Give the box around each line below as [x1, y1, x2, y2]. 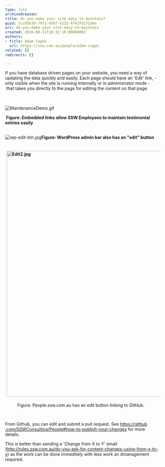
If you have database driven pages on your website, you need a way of [5, 70, 147, 76]
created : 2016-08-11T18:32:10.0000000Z [5, 30, 86, 35]
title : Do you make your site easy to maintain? [5, 16, 106, 21]
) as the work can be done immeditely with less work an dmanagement [7, 451, 149, 457]
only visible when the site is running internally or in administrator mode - [5, 80, 150, 86]
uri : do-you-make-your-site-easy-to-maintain [5, 25, 99, 30]
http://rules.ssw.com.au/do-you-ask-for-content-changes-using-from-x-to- [6, 446, 158, 452]
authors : [5, 35, 23, 39]
